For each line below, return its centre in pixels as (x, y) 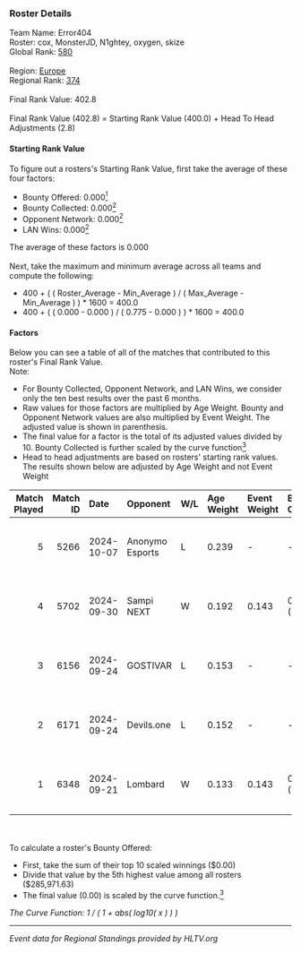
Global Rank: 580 (41, 52)
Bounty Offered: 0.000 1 (65, 196)
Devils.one (149, 725)
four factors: (32, 178)
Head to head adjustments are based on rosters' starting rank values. (150, 457)
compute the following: (52, 276)
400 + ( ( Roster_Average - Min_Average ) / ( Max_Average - (133, 293)
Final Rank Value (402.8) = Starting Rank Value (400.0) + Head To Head (142, 118)
